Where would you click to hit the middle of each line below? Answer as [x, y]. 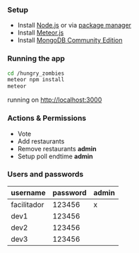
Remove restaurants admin [57, 148]
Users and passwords [46, 175]
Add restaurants [41, 141]
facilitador [28, 204]
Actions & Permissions [47, 118]
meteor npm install [36, 80]
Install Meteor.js [41, 33]
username [28, 192]
